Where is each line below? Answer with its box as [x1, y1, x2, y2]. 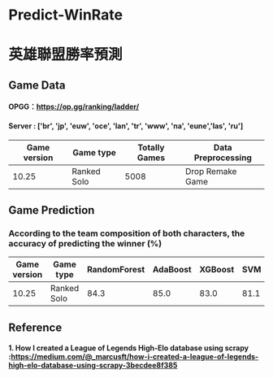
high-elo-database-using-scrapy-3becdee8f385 [8, 360, 178, 371]
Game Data [8, 78, 66, 92]
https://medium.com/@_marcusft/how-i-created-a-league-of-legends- [11, 352, 259, 362]
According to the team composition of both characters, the [8, 228, 245, 239]
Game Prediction [8, 203, 95, 217]
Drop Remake [185, 165, 237, 176]
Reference [8, 320, 63, 334]
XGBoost [199, 264, 235, 276]
